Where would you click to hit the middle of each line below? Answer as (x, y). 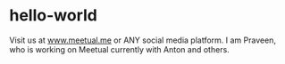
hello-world (54, 16)
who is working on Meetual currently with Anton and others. (119, 49)
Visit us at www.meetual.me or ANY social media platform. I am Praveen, (143, 40)
